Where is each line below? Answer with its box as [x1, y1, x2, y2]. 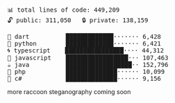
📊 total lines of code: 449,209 [7, 6, 120, 14]
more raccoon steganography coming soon [7, 88, 131, 95]
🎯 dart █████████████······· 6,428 [7, 33, 162, 40]
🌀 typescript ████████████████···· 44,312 [7, 47, 165, 54]
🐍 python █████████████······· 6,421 [7, 40, 162, 47]
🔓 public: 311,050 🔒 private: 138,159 [7, 17, 149, 24]
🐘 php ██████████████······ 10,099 [7, 68, 165, 75]
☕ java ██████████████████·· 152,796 [7, 61, 169, 68]
